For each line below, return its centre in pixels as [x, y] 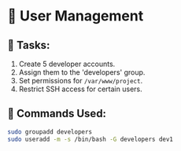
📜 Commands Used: [57, 114]
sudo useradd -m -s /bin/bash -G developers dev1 [90, 139]
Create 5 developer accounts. [67, 64]
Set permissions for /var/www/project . [81, 81]
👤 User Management [76, 16]
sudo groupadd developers [50, 132]
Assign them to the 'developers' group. [82, 72]
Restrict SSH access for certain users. [80, 89]
